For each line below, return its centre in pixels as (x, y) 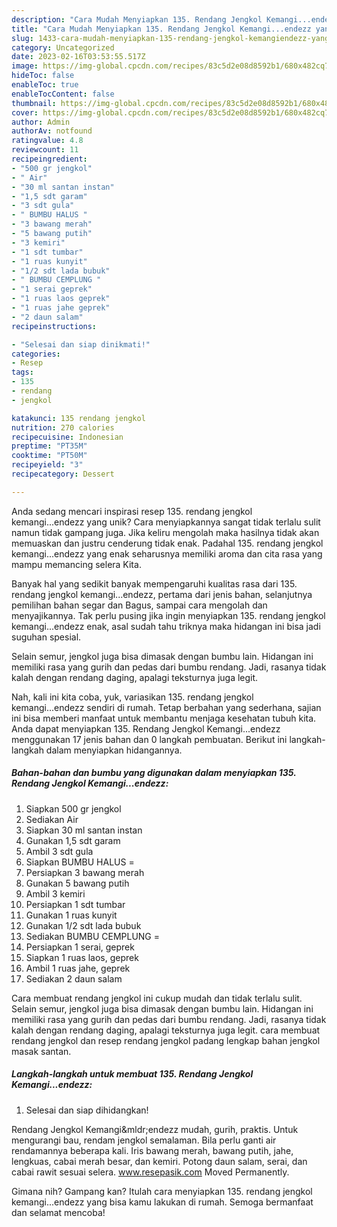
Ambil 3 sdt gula (59, 851)
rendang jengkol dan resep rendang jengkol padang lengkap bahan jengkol (166, 1040)
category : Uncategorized (63, 47)
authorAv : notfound (52, 131)
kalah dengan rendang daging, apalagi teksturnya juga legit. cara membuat (166, 1030)
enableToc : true (45, 85)
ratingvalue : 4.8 (47, 141)
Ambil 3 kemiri (55, 893)
